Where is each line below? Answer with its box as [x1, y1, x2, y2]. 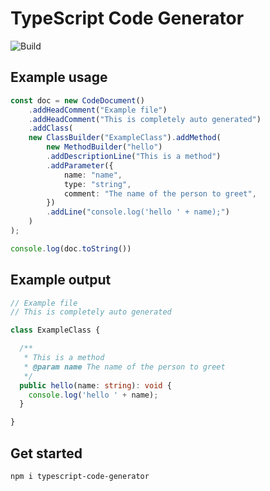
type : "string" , [63, 179, 132, 189]
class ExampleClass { [10, 325, 101, 336]
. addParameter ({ [46, 160, 114, 171]
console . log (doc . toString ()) [10, 243, 132, 254]
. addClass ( [28, 123, 74, 134]
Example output [10, 272, 112, 289]
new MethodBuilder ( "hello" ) [46, 142, 163, 152]
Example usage [10, 69, 108, 86]
